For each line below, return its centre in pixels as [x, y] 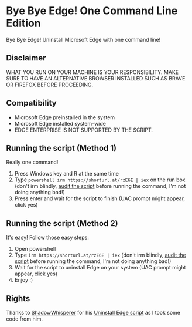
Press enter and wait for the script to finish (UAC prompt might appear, [100, 198]
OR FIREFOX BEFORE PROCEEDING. [50, 85]
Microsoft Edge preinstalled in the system [65, 117]
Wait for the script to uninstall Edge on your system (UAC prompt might [100, 268]
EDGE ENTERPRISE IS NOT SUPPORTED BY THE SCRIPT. [84, 130]
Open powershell [35, 249]
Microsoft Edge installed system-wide [60, 123]
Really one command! [32, 162]
